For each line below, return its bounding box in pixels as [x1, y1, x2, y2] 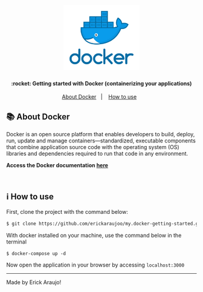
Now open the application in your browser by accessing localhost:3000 [6, 261, 185, 268]
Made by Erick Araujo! [6, 278, 62, 286]
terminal [6, 238, 27, 245]
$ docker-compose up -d [6, 250, 66, 256]
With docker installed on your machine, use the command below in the [6, 231, 182, 239]
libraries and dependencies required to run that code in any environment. [6, 150, 188, 158]
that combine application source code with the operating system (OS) [6, 144, 179, 151]
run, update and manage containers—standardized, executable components [6, 137, 196, 144]
